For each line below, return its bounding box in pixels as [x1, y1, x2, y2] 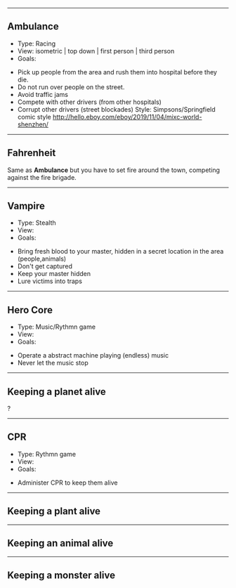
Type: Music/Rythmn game [17, 322, 96, 331]
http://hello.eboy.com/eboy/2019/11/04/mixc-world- [52, 112, 202, 121]
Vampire [7, 200, 46, 212]
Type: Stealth [17, 218, 56, 227]
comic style [17, 112, 51, 121]
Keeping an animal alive [7, 537, 114, 549]
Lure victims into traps [17, 277, 83, 285]
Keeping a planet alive [7, 386, 107, 398]
